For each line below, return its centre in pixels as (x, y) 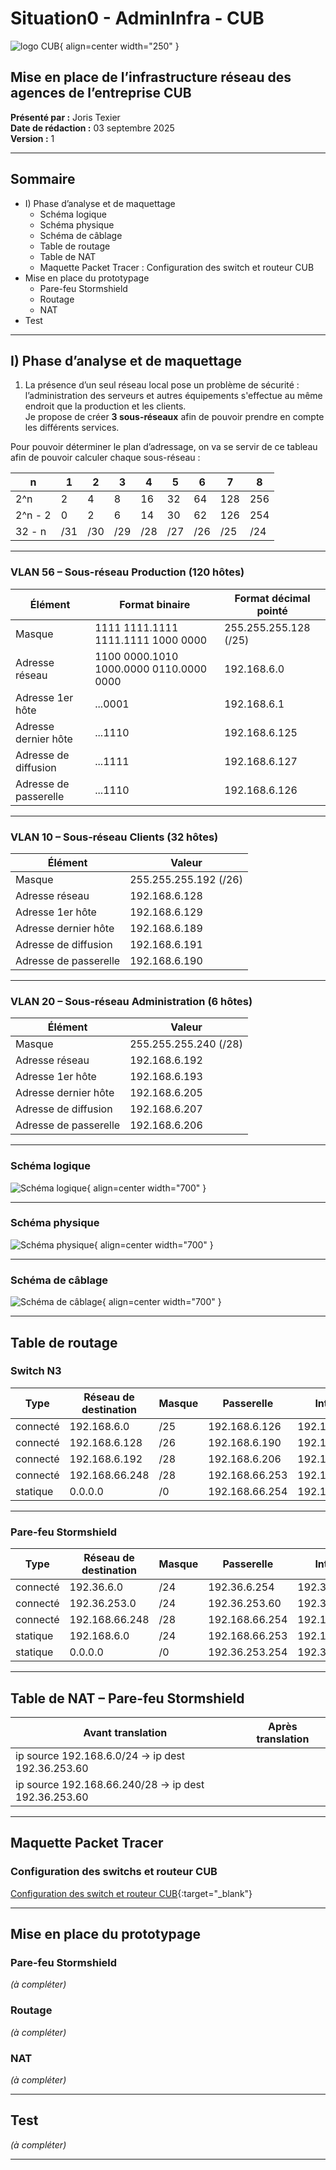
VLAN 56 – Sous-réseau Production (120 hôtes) (127, 572)
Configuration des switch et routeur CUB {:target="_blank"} (131, 1893)
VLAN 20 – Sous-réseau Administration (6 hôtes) (131, 1001)
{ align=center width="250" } (119, 46)
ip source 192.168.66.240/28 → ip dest (110, 1784)
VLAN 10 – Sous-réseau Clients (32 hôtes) (114, 837)
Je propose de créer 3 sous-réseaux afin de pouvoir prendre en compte (174, 417)
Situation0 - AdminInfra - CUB (137, 18)
